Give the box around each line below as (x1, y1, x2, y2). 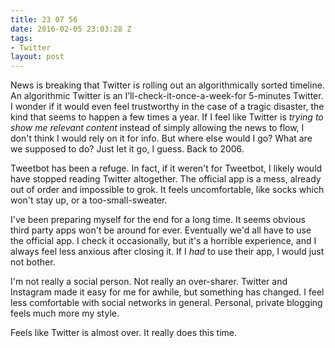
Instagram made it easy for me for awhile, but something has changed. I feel (10, 286, 325, 298)
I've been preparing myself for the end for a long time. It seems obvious (10, 214, 306, 226)
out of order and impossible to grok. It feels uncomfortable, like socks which (10, 184, 325, 196)
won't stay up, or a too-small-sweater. (10, 194, 168, 206)
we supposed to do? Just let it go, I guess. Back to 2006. (10, 143, 245, 155)
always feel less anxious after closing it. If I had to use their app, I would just (10, 246, 325, 258)
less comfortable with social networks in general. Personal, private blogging (10, 297, 323, 309)
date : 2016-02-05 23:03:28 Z (10, 24, 132, 34)
